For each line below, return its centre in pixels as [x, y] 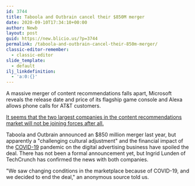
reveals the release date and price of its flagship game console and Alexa [94, 99]
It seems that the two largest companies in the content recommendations [94, 117]
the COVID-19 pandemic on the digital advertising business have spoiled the [97, 147]
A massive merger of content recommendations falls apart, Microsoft [89, 94]
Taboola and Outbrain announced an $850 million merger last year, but [91, 135]
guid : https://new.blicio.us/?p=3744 [52, 39]
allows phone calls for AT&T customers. [53, 106]
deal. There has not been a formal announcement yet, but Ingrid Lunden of [96, 153]
